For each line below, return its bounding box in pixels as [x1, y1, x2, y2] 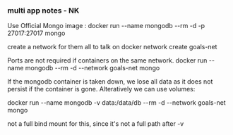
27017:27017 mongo [7, 29, 66, 37]
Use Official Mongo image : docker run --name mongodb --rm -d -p [7, 22, 205, 30]
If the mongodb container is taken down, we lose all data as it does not [7, 77, 213, 86]
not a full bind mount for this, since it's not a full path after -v [7, 120, 184, 128]
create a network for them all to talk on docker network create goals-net [7, 43, 217, 51]
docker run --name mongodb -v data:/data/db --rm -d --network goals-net [7, 98, 226, 107]
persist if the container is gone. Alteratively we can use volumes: [7, 85, 196, 94]
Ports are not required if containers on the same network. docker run [7, 56, 208, 65]
